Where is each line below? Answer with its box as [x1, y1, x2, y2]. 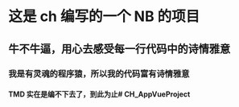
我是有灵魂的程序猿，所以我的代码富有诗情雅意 [8, 68, 190, 79]
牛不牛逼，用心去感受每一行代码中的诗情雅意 [8, 42, 231, 56]
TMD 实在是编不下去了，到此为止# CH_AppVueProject [8, 89, 191, 99]
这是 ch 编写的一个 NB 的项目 [8, 7, 200, 26]
